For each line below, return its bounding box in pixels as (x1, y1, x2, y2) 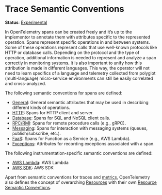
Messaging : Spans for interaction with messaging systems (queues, (12, 125, 148, 131)
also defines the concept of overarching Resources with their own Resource (5, 179, 157, 185)
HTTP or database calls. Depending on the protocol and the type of (5, 50, 140, 55)
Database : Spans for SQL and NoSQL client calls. (12, 115, 111, 121)
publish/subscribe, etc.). (12, 130, 61, 136)
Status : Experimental (5, 19, 48, 25)
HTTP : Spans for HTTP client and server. (12, 109, 94, 115)
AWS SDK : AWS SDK (12, 164, 54, 171)
